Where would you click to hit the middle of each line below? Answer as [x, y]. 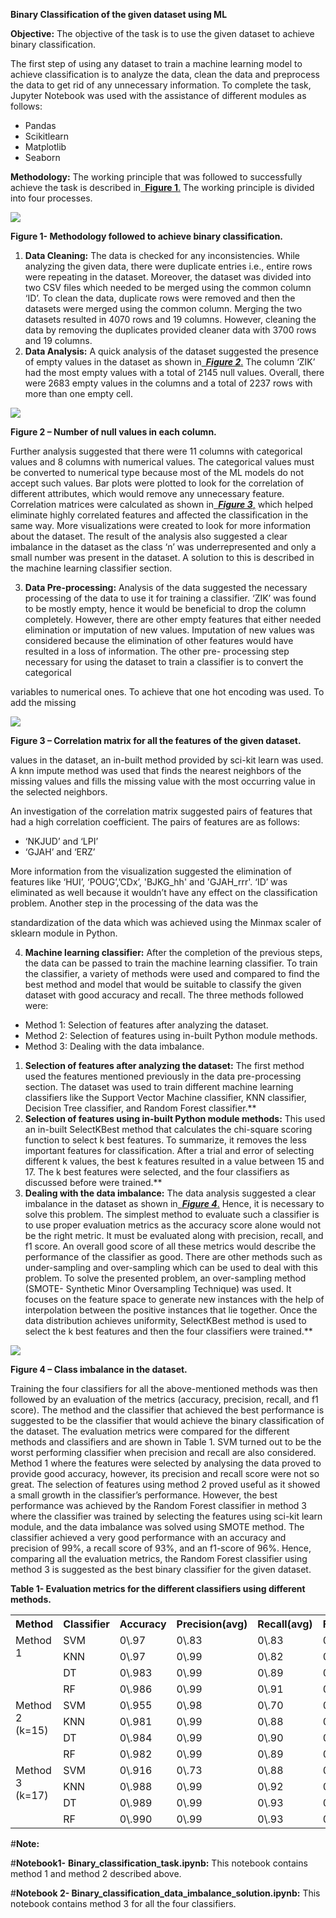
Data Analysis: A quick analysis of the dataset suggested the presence [172, 351]
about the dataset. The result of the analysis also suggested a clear [149, 536]
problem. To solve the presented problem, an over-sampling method [165, 1278]
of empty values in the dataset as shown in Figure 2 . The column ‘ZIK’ [170, 362]
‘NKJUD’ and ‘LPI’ [61, 841]
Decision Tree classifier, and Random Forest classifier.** [140, 1108]
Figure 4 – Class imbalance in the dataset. [99, 1369]
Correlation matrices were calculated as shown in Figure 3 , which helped [162, 504]
